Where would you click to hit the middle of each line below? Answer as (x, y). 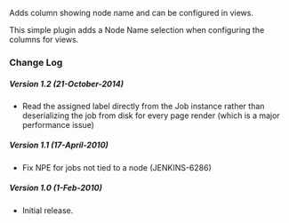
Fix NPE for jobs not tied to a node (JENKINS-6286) (116, 167)
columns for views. (44, 40)
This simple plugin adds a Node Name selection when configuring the (137, 30)
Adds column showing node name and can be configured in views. (131, 13)
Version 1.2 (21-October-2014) (67, 84)
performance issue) (58, 124)
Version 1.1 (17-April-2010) (59, 145)
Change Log (36, 62)
